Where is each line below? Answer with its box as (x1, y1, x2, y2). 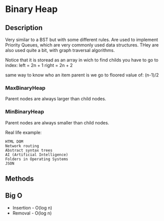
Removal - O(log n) (12, 210, 52, 216)
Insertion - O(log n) (12, 204, 53, 210)
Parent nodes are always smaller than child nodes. (5, 119, 109, 125)
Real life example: (5, 129, 42, 135)
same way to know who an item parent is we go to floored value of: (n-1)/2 (5, 72, 159, 78)
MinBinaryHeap (5, 108, 44, 115)
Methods (5, 174, 34, 183)
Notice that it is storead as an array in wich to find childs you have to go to (5, 57, 159, 63)
